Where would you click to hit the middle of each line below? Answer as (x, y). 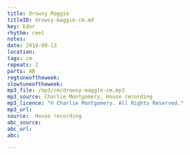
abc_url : (20, 129)
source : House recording (44, 116)
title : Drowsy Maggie (38, 13)
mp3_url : (20, 110)
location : (21, 52)
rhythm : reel (26, 33)
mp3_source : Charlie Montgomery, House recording (80, 97)
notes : (17, 39)
